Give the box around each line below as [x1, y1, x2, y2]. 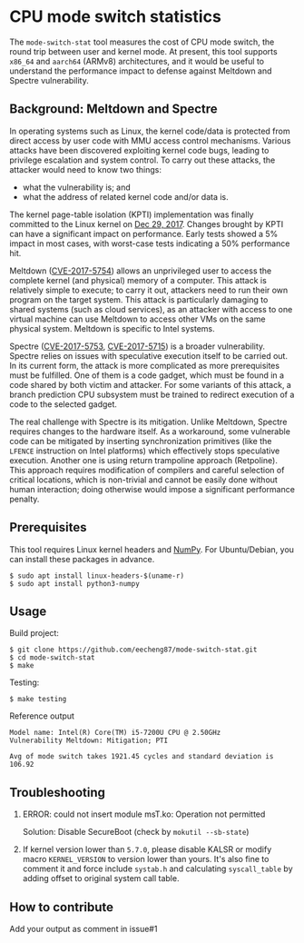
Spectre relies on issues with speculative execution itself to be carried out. [9, 350, 289, 361]
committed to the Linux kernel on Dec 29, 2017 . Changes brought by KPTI [9, 218, 284, 229]
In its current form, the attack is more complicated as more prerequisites [9, 360, 279, 371]
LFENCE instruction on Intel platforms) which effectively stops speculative [9, 445, 280, 456]
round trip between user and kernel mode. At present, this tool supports [9, 45, 279, 56]
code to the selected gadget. [9, 398, 118, 410]
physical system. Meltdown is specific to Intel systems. [9, 323, 215, 333]
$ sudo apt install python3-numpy [9, 579, 141, 588]
